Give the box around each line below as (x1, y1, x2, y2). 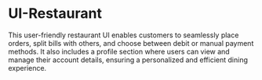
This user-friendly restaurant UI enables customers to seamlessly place (8, 30, 239, 40)
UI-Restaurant (8, 5, 102, 23)
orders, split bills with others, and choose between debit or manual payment (8, 38, 254, 47)
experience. (8, 63, 47, 72)
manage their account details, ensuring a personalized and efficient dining (8, 55, 249, 64)
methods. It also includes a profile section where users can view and (8, 47, 230, 56)
